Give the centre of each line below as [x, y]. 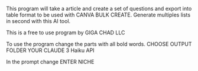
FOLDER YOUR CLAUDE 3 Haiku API [50, 50]
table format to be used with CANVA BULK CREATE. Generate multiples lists [98, 15]
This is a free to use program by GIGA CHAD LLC [66, 33]
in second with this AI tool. [38, 21]
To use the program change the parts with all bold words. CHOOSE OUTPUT [99, 44]
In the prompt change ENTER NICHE [50, 62]
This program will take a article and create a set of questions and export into [99, 9]
